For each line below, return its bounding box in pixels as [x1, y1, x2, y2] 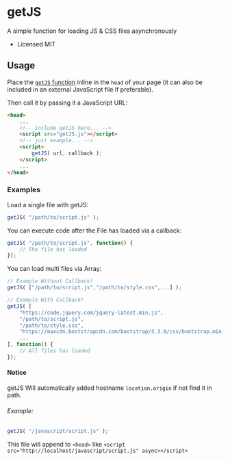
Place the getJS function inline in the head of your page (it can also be [7, 78, 203, 86]
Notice [7, 369, 27, 377]
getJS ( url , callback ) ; [31, 150, 103, 157]
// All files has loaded [19, 347, 90, 354]
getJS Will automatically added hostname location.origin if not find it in [7, 384, 212, 392]
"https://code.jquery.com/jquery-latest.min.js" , [19, 309, 164, 316]
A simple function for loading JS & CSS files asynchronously [7, 27, 177, 35]
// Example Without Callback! [7, 278, 94, 285]
